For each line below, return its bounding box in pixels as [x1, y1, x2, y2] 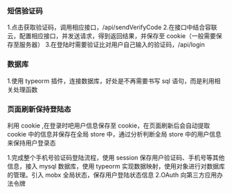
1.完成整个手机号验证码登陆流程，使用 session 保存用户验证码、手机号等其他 [7, 153, 225, 161]
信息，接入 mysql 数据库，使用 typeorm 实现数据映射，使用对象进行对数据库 [7, 161, 225, 170]
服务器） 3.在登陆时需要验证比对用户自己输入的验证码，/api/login [19, 40, 206, 49]
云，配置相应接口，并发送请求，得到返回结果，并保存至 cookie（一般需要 [7, 32, 216, 40]
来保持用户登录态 [7, 139, 56, 147]
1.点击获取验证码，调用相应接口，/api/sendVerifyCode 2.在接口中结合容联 [7, 23, 217, 32]
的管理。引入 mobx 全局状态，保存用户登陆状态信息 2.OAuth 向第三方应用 [7, 170, 217, 179]
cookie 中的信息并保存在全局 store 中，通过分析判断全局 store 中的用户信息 [7, 130, 222, 138]
